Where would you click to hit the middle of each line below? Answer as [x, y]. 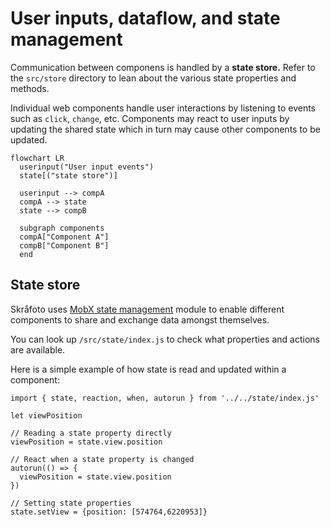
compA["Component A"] [64, 237]
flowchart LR [37, 158]
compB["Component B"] [64, 245]
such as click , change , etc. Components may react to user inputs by [150, 118]
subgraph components [62, 228]
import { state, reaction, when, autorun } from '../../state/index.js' [165, 398]
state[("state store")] [68, 175]
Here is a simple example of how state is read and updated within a [148, 369]
